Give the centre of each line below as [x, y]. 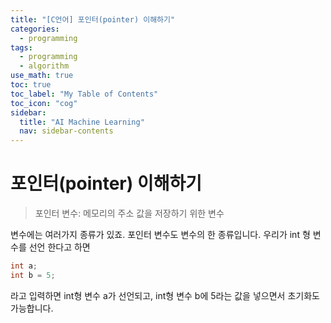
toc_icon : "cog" [44, 103]
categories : [35, 29]
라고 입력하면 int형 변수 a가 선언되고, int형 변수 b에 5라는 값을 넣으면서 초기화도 [165, 295]
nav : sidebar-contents [66, 131]
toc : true [31, 85]
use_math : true [42, 76]
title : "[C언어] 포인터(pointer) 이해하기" [93, 19]
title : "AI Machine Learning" [82, 122]
